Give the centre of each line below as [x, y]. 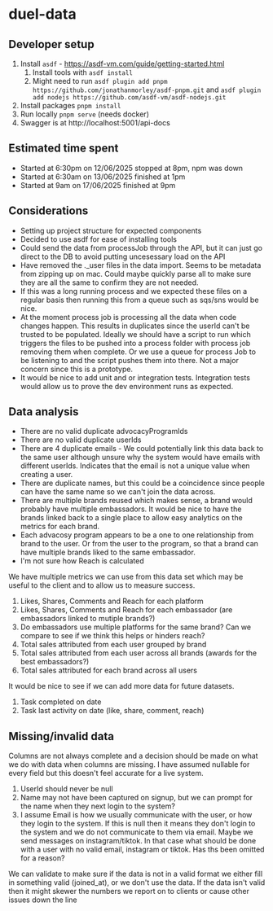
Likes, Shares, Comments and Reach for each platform [112, 601]
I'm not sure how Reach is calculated [82, 561]
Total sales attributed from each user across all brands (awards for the [139, 653]
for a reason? [42, 858]
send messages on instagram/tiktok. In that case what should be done [138, 841]
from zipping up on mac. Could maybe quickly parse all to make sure [136, 274]
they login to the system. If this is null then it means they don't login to [138, 824]
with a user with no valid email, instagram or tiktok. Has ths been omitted [142, 850]
